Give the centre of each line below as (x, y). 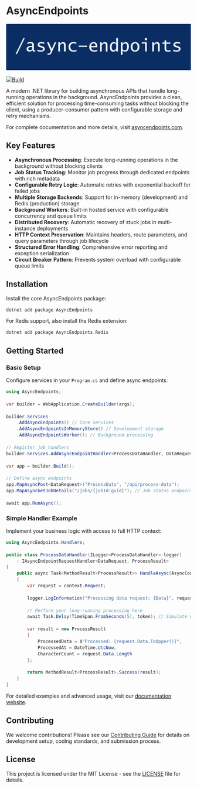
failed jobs (27, 191)
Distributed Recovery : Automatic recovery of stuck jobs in (85, 222)
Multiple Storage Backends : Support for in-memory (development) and (101, 197)
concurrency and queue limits (50, 216)
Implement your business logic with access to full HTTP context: (84, 531)
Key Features (31, 146)
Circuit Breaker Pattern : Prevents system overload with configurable (98, 259)
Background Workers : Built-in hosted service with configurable (91, 209)
